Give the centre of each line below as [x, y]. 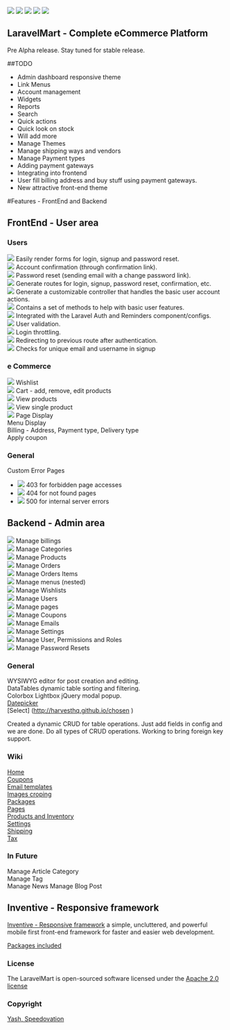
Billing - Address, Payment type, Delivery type [73, 430]
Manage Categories [44, 549]
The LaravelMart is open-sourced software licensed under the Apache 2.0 [113, 978]
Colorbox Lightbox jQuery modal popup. [64, 696]
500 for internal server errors [68, 501]
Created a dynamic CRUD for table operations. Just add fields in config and [115, 724]
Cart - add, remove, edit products [64, 390]
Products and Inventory [41, 816]
